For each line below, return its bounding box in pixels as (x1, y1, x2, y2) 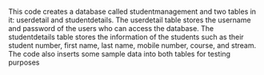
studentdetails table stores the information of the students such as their (8, 32, 244, 41)
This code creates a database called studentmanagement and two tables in (8, 7, 257, 16)
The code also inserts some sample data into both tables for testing (8, 49, 230, 58)
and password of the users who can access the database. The (8, 24, 214, 33)
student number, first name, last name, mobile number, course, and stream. (8, 41, 257, 50)
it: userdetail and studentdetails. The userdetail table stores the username (8, 15, 251, 25)
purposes (8, 57, 40, 67)
